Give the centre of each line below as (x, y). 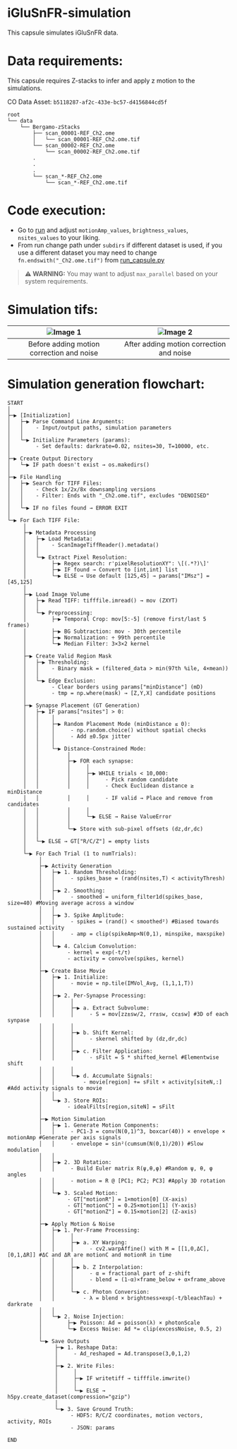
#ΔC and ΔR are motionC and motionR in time (105, 1255)
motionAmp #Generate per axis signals (64, 1137)
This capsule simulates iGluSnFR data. (63, 32)
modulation (23, 1150)
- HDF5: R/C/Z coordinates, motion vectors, (136, 1415)
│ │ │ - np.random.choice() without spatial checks (115, 730)
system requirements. (56, 281)
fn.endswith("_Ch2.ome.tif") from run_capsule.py (91, 260)
